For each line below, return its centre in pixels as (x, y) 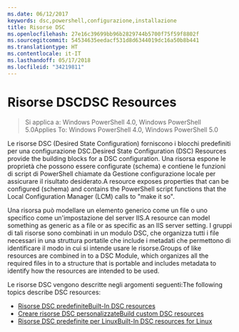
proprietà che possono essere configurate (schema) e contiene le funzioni (117, 166)
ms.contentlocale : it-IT (44, 54)
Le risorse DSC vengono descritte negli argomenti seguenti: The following (115, 284)
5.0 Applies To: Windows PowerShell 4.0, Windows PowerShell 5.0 (122, 130)
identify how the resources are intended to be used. (83, 271)
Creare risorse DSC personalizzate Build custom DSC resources (111, 313)
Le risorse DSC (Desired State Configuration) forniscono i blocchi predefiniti (119, 143)
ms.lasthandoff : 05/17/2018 (49, 61)
